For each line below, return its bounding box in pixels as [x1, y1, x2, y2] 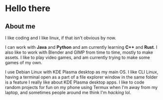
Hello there [5, 3, 51, 14]
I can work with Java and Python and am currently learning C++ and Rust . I [5, 44, 158, 50]
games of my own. [5, 60, 42, 65]
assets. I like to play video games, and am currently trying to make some [5, 55, 150, 60]
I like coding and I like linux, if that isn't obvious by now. [5, 35, 117, 41]
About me [5, 22, 36, 30]
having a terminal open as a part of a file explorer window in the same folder [5, 74, 158, 80]
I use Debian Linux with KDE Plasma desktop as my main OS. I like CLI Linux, [5, 69, 159, 75]
